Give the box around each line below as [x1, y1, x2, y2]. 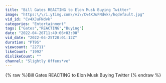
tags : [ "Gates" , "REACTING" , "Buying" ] [5, 26, 84, 31]
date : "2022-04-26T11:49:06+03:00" [5, 30, 80, 35]
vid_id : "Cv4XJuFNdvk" [5, 16, 53, 21]
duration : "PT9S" [5, 40, 42, 45]
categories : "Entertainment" [5, 21, 66, 26]
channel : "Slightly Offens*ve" [5, 58, 71, 63]
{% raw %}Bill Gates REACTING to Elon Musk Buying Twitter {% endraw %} [5, 72, 161, 78]
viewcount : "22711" [5, 44, 46, 49]
